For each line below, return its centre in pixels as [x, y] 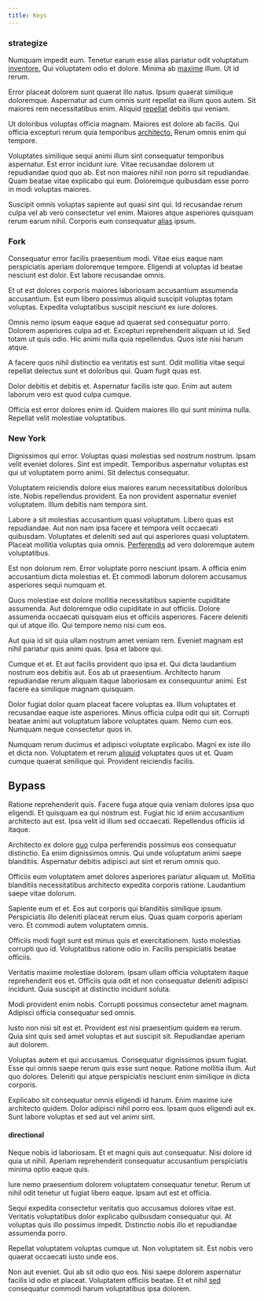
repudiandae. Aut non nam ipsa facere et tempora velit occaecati [113, 528]
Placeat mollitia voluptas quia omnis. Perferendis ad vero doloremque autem [132, 544]
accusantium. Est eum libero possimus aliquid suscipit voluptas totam [121, 299]
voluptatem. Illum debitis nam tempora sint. [78, 504]
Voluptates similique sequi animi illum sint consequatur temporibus [116, 156]
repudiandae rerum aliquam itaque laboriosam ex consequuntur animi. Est [128, 680]
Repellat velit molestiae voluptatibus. [68, 418]
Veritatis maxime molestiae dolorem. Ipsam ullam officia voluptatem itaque [128, 973]
